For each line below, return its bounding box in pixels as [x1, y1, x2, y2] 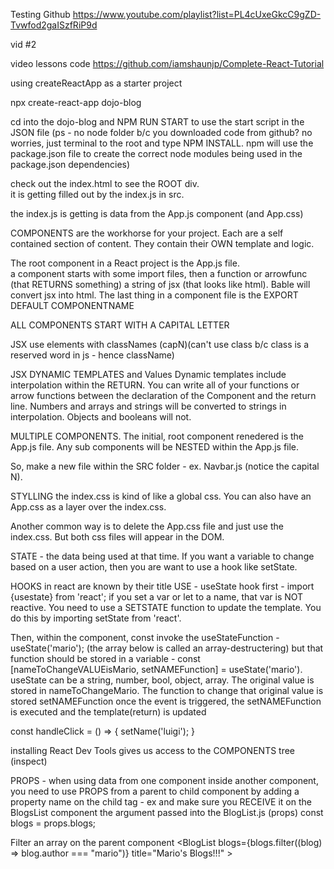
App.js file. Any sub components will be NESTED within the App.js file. [10, 441, 300, 453]
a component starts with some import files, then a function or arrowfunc [10, 268, 308, 279]
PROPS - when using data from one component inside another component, [10, 775, 319, 786]
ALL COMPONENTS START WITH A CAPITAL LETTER [10, 319, 230, 331]
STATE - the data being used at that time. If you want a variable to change [10, 550, 315, 562]
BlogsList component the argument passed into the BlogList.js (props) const [10, 807, 324, 818]
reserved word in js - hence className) [10, 349, 175, 361]
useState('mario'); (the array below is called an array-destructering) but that [10, 642, 324, 654]
